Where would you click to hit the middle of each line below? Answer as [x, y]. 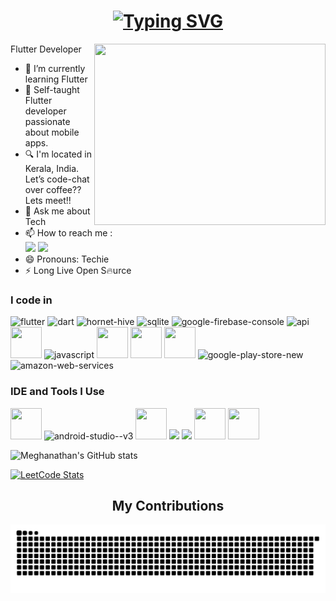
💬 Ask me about [57, 211]
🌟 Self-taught [52, 89]
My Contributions [168, 505]
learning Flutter [56, 79]
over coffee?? [53, 189]
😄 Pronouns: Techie [67, 259]
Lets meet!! [48, 200]
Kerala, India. [52, 168]
